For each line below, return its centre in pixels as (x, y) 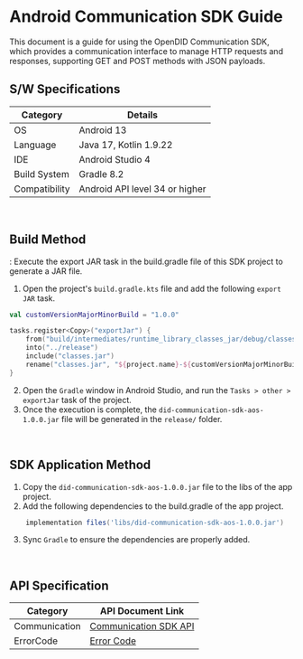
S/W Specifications (65, 89)
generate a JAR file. (46, 271)
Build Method (48, 240)
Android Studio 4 (115, 159)
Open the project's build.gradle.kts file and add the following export (151, 288)
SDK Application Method (80, 465)
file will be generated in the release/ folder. (142, 419)
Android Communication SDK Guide (146, 17)
